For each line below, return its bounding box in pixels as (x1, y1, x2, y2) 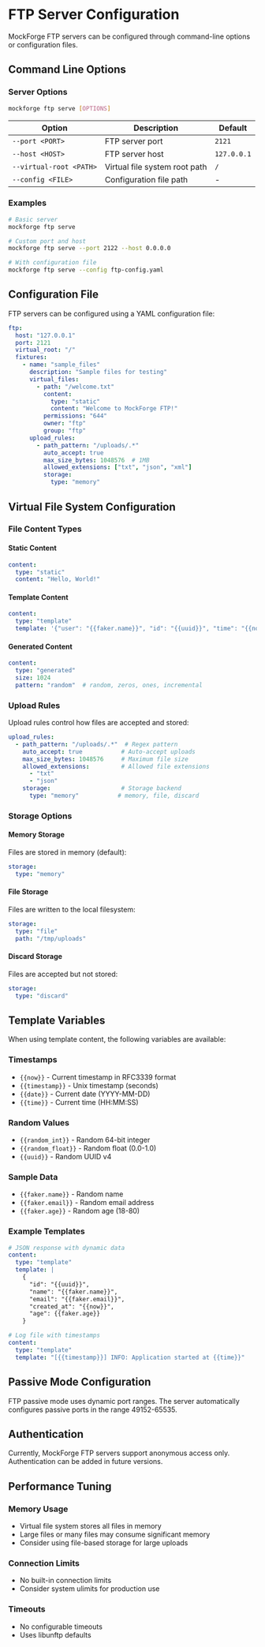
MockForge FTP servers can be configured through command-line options (8, 32, 251, 41)
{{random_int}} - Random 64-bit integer (19, 1135, 151, 1145)
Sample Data (8, 1171, 58, 1182)
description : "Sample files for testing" (28, 369, 168, 376)
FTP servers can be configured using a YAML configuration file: (8, 309, 215, 318)
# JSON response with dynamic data (8, 1244, 125, 1252)
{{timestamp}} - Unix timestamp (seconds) (19, 1080, 159, 1090)
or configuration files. (8, 39, 78, 49)
